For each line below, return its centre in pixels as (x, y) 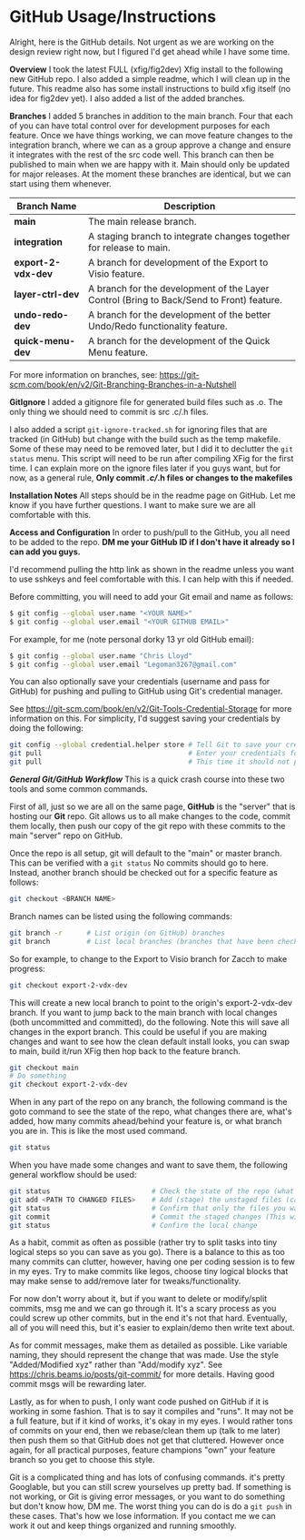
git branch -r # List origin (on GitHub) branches (117, 933)
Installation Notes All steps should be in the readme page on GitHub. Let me (152, 495)
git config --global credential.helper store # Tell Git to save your (146, 745)
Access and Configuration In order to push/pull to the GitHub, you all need (150, 532)
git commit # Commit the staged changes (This (148, 1217)
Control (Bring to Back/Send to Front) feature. (185, 299)
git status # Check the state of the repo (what (152, 1191)
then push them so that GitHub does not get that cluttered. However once (147, 1441)
